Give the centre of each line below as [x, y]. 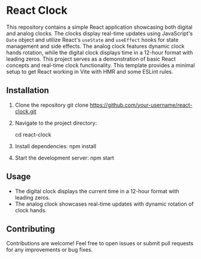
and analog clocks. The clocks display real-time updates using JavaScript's [100, 33]
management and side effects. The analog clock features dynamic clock [95, 46]
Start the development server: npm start [64, 158]
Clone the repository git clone [52, 105]
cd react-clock [33, 134]
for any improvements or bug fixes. [49, 250]
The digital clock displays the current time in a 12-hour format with [97, 191]
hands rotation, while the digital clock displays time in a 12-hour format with [100, 52]
